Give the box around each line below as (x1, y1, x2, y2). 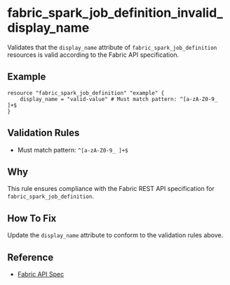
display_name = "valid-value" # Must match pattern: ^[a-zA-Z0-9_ (20, 95, 218, 102)
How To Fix (7, 212, 57, 224)
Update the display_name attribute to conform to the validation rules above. (7, 231, 224, 239)
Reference (7, 251, 54, 263)
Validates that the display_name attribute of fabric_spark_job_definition (7, 43, 217, 51)
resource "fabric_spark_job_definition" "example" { (7, 89, 165, 96)
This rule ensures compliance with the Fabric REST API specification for (7, 185, 215, 193)
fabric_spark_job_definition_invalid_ (7, 5, 223, 21)
